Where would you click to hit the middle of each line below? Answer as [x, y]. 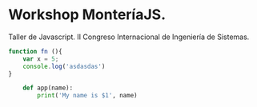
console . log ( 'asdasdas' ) [64, 66]
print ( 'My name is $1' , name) [87, 96]
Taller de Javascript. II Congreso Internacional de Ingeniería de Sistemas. [129, 37]
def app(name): [48, 88]
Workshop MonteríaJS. [87, 15]
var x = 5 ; [41, 59]
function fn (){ [35, 51]
